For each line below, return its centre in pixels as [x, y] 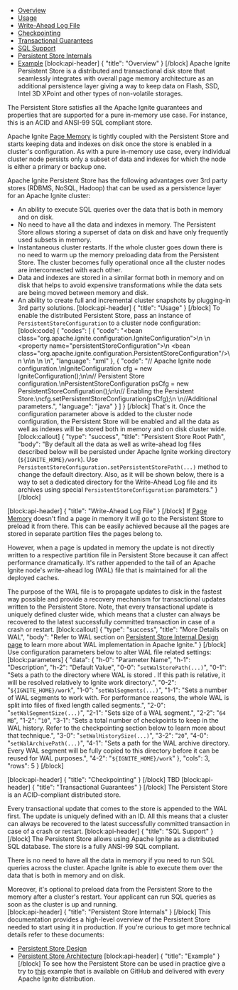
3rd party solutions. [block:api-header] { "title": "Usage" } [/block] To [119, 308]
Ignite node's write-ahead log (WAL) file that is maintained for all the [107, 570]
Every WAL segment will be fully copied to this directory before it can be [113, 751]
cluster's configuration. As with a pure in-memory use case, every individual [119, 151]
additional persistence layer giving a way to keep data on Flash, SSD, [119, 86]
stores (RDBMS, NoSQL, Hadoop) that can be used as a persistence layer [115, 188]
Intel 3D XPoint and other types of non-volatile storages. [100, 93]
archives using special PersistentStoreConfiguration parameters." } [118, 490]
